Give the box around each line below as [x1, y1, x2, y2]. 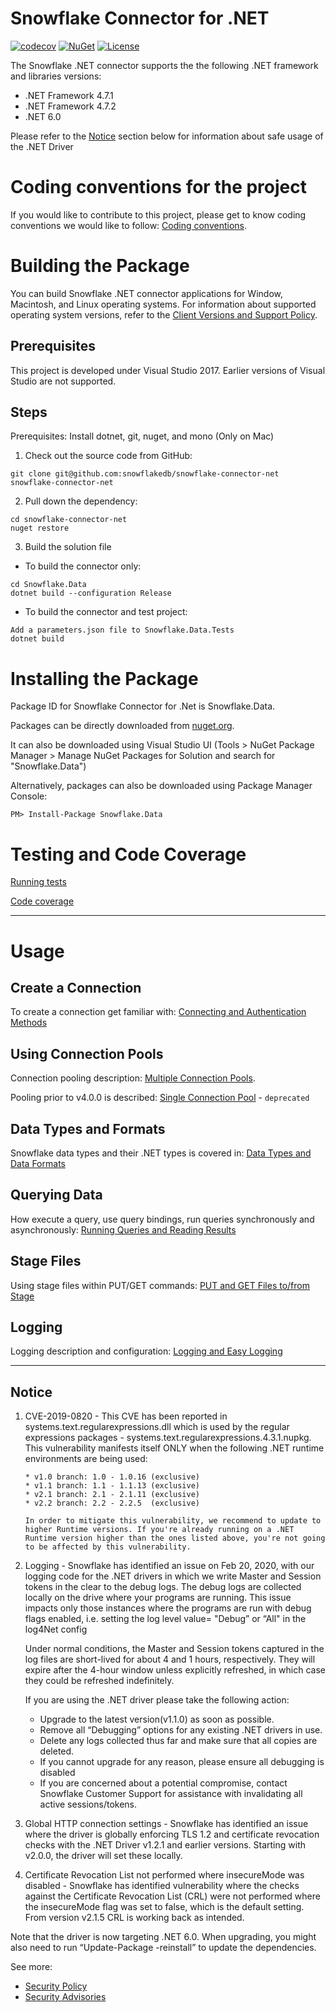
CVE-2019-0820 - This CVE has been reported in [24, 1410, 228, 1422]
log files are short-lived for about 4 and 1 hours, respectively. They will [24, 1653, 316, 1666]
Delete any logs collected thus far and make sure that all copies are [39, 1735, 318, 1747]
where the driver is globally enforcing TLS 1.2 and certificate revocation [24, 1828, 320, 1841]
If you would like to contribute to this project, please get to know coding [10, 208, 307, 221]
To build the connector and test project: [24, 606, 188, 618]
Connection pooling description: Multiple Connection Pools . [10, 1072, 256, 1084]
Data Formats [10, 1157, 66, 1169]
